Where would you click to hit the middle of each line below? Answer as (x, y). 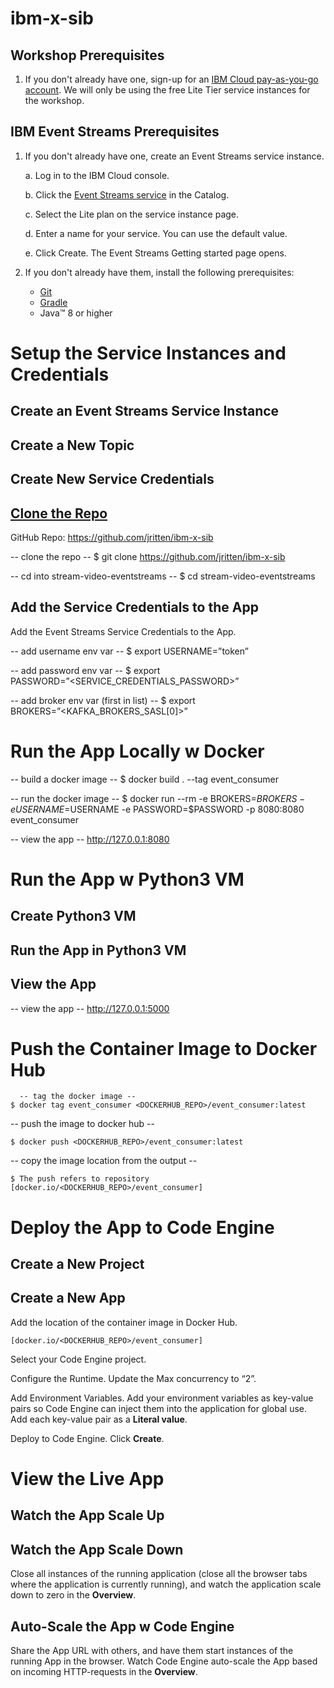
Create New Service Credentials (112, 479)
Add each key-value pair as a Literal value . (99, 1419)
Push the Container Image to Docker (164, 1048)
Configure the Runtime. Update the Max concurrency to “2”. (133, 1378)
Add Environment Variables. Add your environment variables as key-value (162, 1398)
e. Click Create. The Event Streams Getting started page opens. (155, 253)
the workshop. (54, 100)
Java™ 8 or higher (76, 313)
